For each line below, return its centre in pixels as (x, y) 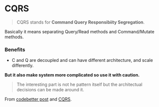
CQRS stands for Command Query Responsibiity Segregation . (81, 22)
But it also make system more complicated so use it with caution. (72, 75)
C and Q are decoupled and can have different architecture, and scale (82, 60)
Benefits (15, 50)
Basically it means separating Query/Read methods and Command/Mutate (79, 31)
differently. (23, 66)
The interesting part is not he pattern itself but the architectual (79, 84)
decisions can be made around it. (50, 90)
